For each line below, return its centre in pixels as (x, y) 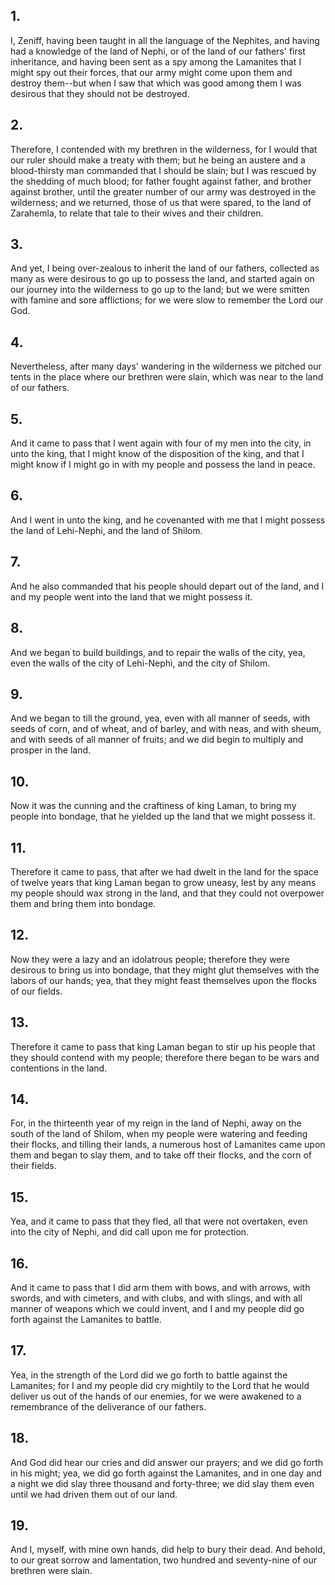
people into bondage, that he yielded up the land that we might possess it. (163, 816)
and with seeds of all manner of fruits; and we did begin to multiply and (157, 740)
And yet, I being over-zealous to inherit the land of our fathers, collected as (165, 268)
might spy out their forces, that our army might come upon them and (151, 72)
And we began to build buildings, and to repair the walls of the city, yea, (158, 652)
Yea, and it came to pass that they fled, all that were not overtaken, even (159, 1221)
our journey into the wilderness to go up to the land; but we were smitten (160, 290)
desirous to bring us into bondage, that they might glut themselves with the (165, 970)
